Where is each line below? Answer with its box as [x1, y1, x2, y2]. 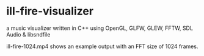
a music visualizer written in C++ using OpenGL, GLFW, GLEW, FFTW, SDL [6, 24, 194, 32]
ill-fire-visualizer [6, 4, 93, 18]
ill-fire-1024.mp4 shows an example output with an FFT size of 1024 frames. [6, 43, 199, 50]
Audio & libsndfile [6, 30, 51, 38]
